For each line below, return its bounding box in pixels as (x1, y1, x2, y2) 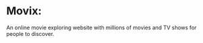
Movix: (6, 4, 42, 18)
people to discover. (6, 30, 55, 37)
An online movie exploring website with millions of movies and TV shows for (6, 24, 197, 31)
